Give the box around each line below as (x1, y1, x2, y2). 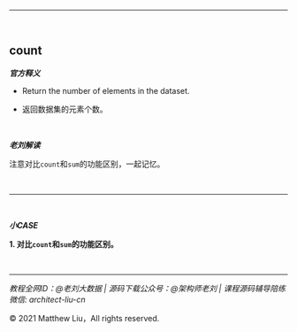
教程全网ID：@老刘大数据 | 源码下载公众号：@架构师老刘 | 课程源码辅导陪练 (9, 282, 286, 293)
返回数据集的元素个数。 (21, 104, 108, 114)
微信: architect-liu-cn (9, 294, 86, 305)
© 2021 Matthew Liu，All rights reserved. (9, 313, 160, 323)
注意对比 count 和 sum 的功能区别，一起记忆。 (9, 158, 165, 169)
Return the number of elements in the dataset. (21, 85, 190, 96)
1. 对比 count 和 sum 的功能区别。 (9, 238, 118, 249)
